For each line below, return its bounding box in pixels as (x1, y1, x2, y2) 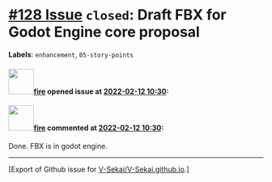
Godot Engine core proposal (8, 23, 200, 41)
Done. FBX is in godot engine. (8, 141, 108, 150)
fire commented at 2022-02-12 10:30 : (33, 123, 164, 133)
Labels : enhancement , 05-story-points (8, 49, 134, 59)
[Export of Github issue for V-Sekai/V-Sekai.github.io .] (8, 164, 189, 174)
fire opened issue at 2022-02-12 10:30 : (33, 87, 169, 96)
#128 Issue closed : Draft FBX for (8, 6, 227, 24)
